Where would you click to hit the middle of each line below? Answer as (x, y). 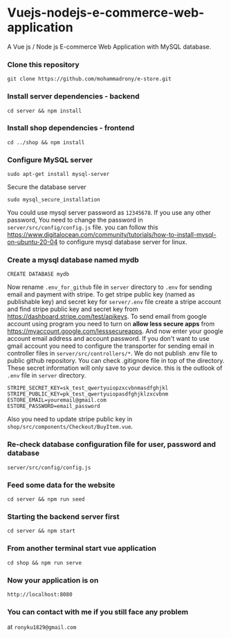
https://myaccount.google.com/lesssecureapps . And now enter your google (115, 331)
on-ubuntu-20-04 (33, 242)
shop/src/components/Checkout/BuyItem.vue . (70, 427)
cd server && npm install (44, 111)
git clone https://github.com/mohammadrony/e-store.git (89, 79)
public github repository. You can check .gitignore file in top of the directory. (116, 361)
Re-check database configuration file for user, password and (112, 445)
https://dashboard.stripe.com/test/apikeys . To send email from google (107, 317)
